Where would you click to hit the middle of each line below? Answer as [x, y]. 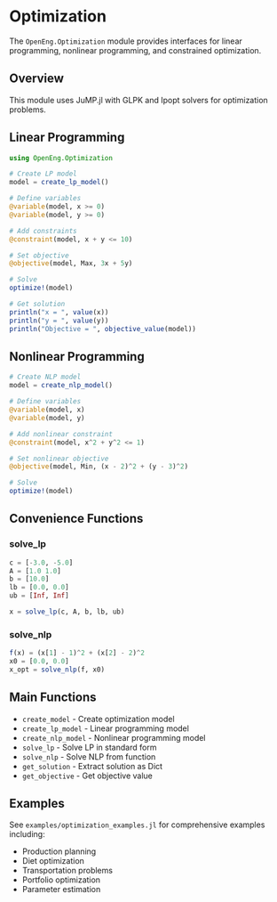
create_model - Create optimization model [98, 719]
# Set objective [39, 256]
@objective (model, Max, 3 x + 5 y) [71, 264]
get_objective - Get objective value [87, 776]
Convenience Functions [76, 519]
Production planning [59, 851]
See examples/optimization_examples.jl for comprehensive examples [137, 825]
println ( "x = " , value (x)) [59, 312]
